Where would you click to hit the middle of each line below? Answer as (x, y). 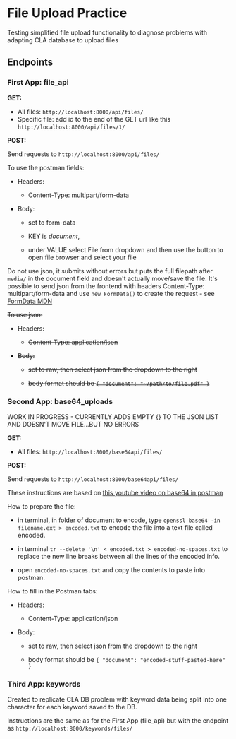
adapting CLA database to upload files (63, 40)
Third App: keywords (44, 684)
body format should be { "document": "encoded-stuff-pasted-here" (126, 659)
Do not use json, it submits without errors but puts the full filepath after (110, 271)
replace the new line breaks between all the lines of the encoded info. (119, 556)
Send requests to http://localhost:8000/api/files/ (83, 154)
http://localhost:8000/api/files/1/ (71, 127)
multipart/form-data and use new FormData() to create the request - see (111, 293)
